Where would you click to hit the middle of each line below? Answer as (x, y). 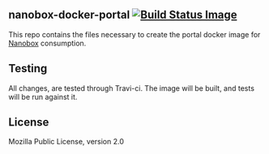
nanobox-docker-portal (69, 15)
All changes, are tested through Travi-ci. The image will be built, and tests (132, 88)
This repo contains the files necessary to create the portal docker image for (134, 34)
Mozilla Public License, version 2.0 (66, 142)
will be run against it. (43, 96)
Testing (28, 68)
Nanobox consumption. (47, 43)
